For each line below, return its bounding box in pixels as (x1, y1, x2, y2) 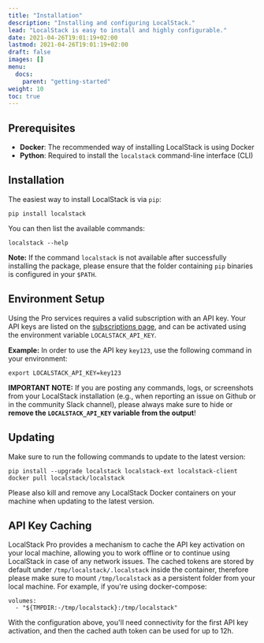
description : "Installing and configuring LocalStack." (8, 19, 195, 27)
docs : (15, 70, 34, 78)
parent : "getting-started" (22, 77, 111, 85)
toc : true (8, 92, 41, 100)
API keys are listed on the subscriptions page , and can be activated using (8, 321, 247, 331)
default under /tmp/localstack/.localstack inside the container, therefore (8, 565, 249, 574)
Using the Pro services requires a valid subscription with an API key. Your (8, 313, 247, 323)
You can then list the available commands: (8, 223, 146, 233)
